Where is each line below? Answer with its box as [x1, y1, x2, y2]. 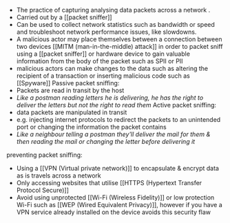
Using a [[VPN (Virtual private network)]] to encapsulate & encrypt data [16, 164, 220, 172]
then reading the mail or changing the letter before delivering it [16, 138, 196, 145]
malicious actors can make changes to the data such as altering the [16, 65, 209, 72]
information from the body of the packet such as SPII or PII [16, 57, 183, 65]
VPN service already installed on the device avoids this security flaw [16, 208, 211, 216]
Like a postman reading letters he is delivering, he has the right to [16, 94, 204, 102]
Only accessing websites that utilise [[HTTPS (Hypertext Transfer [16, 179, 202, 187]
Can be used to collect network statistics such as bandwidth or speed [16, 21, 215, 28]
